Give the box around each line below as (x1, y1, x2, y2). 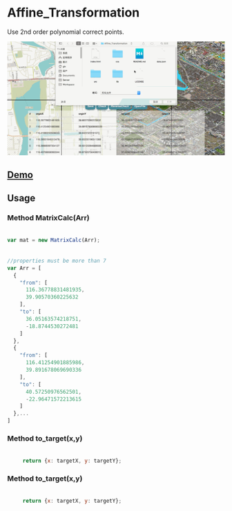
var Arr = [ (7, 264, 41, 272)
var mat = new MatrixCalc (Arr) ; (7, 237, 100, 244)
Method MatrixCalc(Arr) (7, 212, 90, 222)
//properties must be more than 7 (7, 257, 107, 264)
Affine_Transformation (7, 5, 140, 21)
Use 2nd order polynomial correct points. (7, 28, 124, 36)
